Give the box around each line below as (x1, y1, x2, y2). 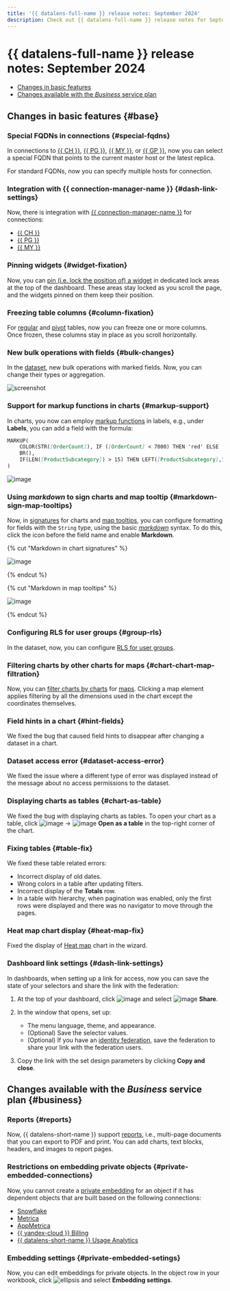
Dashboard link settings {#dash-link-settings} (7, 958, 164, 968)
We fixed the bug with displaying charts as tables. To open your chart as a (7, 812, 216, 820)
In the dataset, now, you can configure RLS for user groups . (7, 643, 176, 651)
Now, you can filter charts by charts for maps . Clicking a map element (7, 684, 204, 692)
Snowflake (16, 1207, 47, 1215)
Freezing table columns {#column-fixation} (7, 308, 154, 317)
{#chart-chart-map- (146, 660, 216, 670)
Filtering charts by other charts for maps (7, 660, 145, 670)
